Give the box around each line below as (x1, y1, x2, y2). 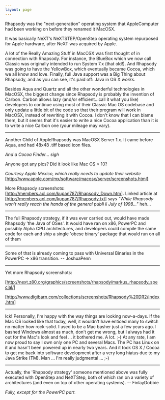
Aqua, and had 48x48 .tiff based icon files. (5, 142, 92, 148)
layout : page (5, 7, 32, 12)
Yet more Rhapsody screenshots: (5, 269, 72, 276)
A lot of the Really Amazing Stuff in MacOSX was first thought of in (5, 50, 140, 56)
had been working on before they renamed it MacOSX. (5, 26, 115, 32)
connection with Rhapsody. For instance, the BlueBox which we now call (5, 55, 151, 62)
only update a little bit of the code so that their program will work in (5, 107, 141, 113)
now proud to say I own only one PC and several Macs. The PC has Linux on (5, 339, 160, 345)
